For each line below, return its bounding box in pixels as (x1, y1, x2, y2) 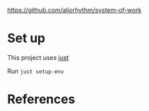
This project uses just (7, 53, 69, 61)
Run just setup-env (7, 66, 64, 75)
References (7, 91, 75, 108)
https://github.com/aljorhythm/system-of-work (7, 6, 142, 14)
